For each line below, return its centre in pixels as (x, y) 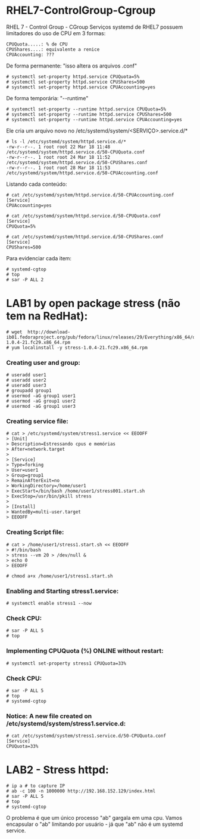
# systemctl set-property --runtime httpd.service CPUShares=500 (89, 114)
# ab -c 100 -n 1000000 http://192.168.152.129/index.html (81, 791)
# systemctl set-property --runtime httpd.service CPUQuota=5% (86, 109)
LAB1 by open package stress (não (93, 304)
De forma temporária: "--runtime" (47, 98)
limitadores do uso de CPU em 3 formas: (56, 33)
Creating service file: (37, 422)
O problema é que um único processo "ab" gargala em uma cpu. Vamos (94, 818)
